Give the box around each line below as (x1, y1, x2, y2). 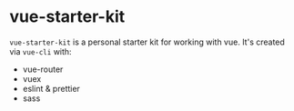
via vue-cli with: (9, 45, 72, 56)
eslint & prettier (22, 83, 80, 94)
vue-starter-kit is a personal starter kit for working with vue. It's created (9, 36, 285, 47)
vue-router (22, 64, 64, 75)
